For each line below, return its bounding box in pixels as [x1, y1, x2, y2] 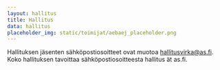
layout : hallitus [7, 10, 57, 17]
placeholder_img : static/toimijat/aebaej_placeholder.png [7, 29, 177, 36]
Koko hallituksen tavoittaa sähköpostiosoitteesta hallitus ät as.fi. [7, 56, 188, 64]
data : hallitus [7, 23, 51, 30]
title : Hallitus [7, 16, 54, 23]
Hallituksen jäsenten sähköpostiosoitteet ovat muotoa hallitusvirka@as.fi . [7, 48, 214, 56]
